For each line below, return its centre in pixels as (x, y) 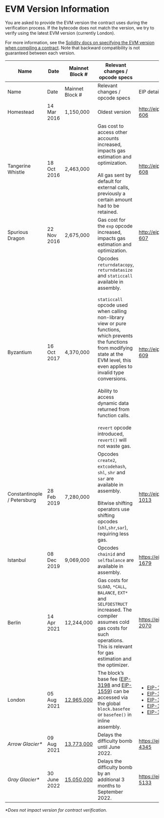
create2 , (107, 460)
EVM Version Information (57, 9)
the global (109, 703)
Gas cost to (111, 126)
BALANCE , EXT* (113, 592)
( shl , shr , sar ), (113, 527)
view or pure (112, 323)
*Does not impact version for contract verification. (56, 810)
